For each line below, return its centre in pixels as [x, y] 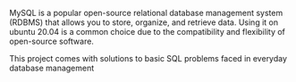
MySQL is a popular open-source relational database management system [146, 13]
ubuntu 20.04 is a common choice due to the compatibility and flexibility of [148, 32]
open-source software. [51, 41]
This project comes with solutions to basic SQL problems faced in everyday [148, 58]
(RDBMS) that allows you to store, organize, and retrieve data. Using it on [144, 22]
